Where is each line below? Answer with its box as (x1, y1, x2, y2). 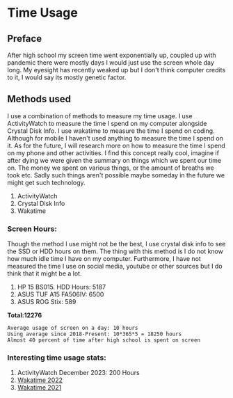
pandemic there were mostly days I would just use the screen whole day (7, 58, 214, 67)
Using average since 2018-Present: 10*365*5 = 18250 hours (7, 331, 182, 338)
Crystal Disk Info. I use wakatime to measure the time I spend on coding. (7, 127, 215, 135)
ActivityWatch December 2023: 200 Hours (17, 369, 140, 377)
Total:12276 (7, 311, 42, 319)
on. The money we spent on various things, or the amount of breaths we (7, 164, 214, 172)
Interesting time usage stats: (7, 353, 106, 363)
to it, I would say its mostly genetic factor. (7, 73, 127, 81)
